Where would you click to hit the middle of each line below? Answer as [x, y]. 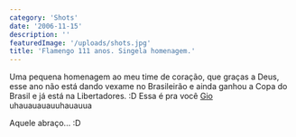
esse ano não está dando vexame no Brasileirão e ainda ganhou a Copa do [148, 87]
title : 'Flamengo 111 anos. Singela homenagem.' [102, 51]
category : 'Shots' [44, 18]
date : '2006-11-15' [46, 26]
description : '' [40, 34]
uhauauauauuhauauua [51, 105]
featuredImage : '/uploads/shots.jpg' [80, 43]
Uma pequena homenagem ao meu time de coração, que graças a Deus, [144, 77]
